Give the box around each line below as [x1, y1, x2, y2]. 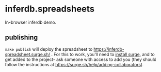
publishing [5, 33, 38, 42]
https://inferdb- [94, 46, 125, 52]
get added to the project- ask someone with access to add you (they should [5, 57, 157, 62]
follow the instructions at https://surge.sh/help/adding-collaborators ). [5, 61, 144, 67]
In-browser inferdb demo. [5, 19, 57, 25]
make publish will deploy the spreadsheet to [5, 46, 93, 52]
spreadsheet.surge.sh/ [5, 51, 50, 57]
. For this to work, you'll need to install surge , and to [51, 51, 155, 57]
